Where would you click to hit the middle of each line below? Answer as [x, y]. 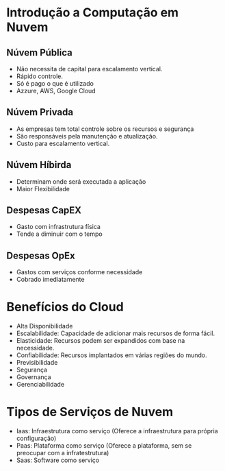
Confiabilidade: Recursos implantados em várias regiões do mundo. [111, 355]
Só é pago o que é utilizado [55, 83]
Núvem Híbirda [39, 165]
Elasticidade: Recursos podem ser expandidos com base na [101, 341]
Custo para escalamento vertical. [63, 143]
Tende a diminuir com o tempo [59, 234]
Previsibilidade [37, 363]
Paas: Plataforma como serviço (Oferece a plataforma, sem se [104, 446]
